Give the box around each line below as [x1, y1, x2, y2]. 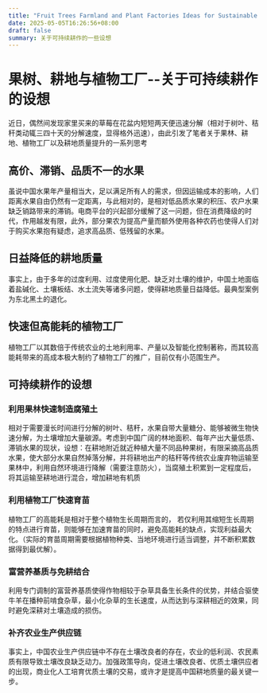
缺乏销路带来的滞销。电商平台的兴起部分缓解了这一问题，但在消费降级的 [8, 206, 245, 216]
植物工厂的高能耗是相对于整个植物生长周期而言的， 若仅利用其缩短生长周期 [8, 514, 254, 524]
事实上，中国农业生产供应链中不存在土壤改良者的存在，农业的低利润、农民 [8, 647, 252, 656]
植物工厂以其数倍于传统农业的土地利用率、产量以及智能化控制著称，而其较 [8, 342, 252, 352]
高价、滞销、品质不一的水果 [8, 164, 145, 177]
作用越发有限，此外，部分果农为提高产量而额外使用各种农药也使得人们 [21, 216, 252, 225]
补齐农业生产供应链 [8, 627, 82, 638]
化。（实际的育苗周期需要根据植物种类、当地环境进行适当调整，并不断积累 [8, 534, 249, 543]
